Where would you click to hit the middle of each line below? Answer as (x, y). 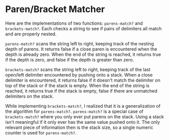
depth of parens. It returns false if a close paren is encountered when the (81, 49)
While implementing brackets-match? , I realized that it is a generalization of (83, 106)
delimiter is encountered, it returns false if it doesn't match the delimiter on (83, 80)
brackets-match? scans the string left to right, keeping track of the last (78, 69)
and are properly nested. (31, 34)
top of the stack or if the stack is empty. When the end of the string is (77, 85)
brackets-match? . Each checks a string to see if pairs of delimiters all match (83, 28)
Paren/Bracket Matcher (55, 9)
